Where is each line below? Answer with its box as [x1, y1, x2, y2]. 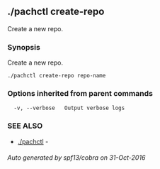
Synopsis [7, 42, 40, 52]
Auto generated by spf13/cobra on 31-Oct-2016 [7, 153, 146, 162]
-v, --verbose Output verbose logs [13, 104, 125, 112]
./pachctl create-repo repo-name [7, 72, 106, 80]
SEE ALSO [7, 121, 43, 131]
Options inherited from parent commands [7, 89, 154, 99]
